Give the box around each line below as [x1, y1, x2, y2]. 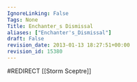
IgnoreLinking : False [7, 10, 69, 17]
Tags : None [7, 16, 38, 23]
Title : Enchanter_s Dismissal [7, 23, 94, 29]
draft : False [7, 36, 45, 42]
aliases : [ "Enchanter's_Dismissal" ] [7, 29, 112, 36]
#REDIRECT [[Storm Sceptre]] [7, 66, 92, 75]
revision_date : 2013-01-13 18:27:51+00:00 [7, 42, 130, 49]
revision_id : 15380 [7, 49, 63, 55]
